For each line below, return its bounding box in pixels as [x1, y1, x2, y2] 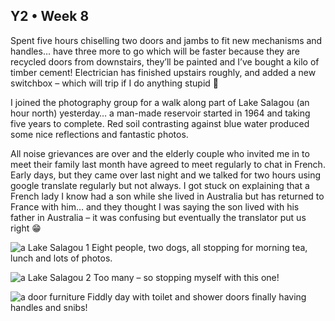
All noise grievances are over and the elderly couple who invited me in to [10, 147, 310, 159]
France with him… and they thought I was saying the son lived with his [10, 200, 300, 213]
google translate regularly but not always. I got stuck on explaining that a [10, 179, 310, 191]
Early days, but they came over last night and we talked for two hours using [10, 169, 322, 181]
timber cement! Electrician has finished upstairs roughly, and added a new [10, 66, 317, 78]
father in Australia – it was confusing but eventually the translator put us [10, 211, 307, 223]
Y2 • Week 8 [10, 8, 90, 25]
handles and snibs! [10, 301, 88, 313]
